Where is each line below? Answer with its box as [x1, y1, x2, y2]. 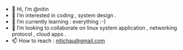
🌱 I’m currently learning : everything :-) [11, 18, 106, 25]
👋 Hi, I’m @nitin [11, 6, 49, 12]
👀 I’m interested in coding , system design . [11, 12, 117, 19]
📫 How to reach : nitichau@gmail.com [11, 37, 105, 44]
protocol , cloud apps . [11, 31, 66, 38]
